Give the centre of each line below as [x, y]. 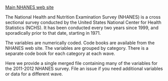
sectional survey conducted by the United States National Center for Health [83, 22]
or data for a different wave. [34, 74]
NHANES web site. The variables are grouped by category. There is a [77, 48]
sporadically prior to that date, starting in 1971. [53, 33]
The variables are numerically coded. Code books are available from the [80, 43]
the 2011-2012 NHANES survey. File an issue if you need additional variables [84, 68]
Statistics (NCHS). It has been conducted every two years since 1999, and [82, 28]
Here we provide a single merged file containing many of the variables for [81, 63]
